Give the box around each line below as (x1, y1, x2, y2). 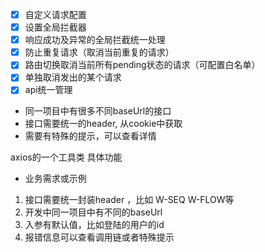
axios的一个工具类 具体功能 (10, 151, 123, 163)
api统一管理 (24, 84, 73, 96)
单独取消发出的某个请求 (24, 71, 122, 83)
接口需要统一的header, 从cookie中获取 (24, 118, 183, 130)
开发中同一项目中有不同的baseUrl (24, 206, 163, 218)
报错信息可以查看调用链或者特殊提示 (24, 231, 175, 243)
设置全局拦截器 (24, 21, 87, 33)
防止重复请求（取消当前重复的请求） (24, 46, 175, 58)
